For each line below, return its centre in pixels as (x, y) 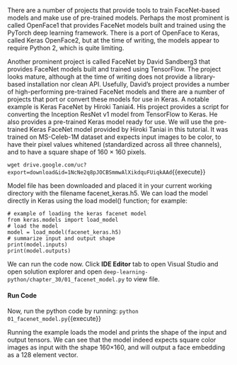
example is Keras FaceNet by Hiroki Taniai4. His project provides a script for (118, 107)
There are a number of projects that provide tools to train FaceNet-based (114, 10)
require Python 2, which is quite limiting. (66, 48)
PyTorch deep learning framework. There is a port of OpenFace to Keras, (114, 33)
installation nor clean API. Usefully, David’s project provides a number (128, 84)
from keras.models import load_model (63, 220)
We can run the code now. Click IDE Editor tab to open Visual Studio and (113, 264)
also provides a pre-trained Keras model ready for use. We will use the (110, 122)
